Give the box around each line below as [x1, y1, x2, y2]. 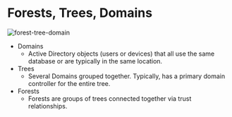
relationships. [28, 101, 68, 110]
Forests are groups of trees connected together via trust [28, 94, 192, 103]
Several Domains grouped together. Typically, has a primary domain [28, 72, 226, 80]
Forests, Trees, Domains [7, 5, 153, 21]
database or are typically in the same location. [28, 56, 163, 65]
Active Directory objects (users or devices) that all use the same [28, 49, 215, 58]
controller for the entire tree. [28, 79, 111, 87]
